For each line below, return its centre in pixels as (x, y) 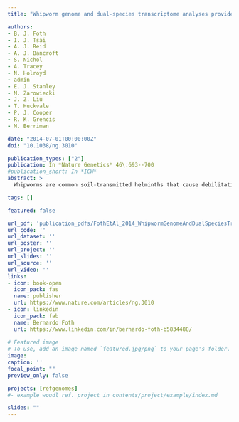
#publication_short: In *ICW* (52, 172)
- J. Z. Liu (25, 100)
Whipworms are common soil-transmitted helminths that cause (106, 185)
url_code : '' (27, 230)
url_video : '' (28, 270)
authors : (20, 27)
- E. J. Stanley (31, 86)
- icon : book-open (34, 283)
